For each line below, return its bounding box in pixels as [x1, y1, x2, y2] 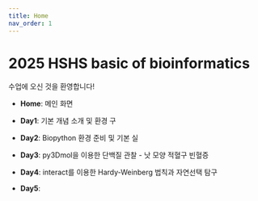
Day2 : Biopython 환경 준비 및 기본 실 [19, 133, 139, 143]
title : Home [8, 11, 49, 20]
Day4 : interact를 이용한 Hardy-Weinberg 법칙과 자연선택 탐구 [19, 167, 218, 178]
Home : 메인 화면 [19, 98, 74, 109]
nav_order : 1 [8, 19, 53, 27]
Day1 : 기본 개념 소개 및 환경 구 [19, 116, 116, 126]
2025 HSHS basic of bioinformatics [8, 54, 251, 73]
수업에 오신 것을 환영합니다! [8, 82, 95, 91]
